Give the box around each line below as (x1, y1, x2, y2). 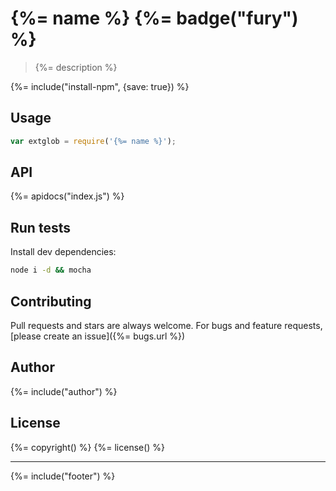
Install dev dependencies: (10, 246, 117, 258)
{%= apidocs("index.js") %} (10, 190, 125, 202)
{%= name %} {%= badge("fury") (10, 7, 299, 30)
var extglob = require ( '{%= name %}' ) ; (10, 136, 177, 146)
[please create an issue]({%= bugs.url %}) (10, 330, 186, 342)
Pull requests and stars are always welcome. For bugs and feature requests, (10, 319, 323, 331)
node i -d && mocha (10, 265, 92, 276)
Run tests (10, 219, 71, 236)
